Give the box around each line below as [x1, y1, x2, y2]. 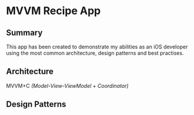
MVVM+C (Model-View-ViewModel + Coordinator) [6, 82, 129, 89]
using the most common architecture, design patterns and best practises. [6, 50, 184, 57]
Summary [6, 28, 43, 38]
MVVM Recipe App [6, 4, 101, 18]
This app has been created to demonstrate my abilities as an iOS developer [6, 43, 188, 50]
